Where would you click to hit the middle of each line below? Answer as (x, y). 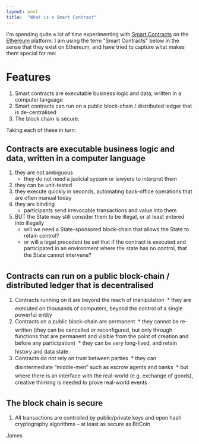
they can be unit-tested (43, 185)
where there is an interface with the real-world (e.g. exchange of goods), (104, 376)
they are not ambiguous (44, 172)
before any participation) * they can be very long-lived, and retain (96, 343)
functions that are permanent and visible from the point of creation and (102, 336)
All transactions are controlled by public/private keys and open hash (98, 417)
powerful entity (33, 315)
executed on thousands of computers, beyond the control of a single (99, 308)
